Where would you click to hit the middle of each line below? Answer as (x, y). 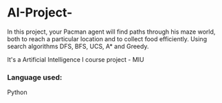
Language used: (35, 77)
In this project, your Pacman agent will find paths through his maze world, (111, 32)
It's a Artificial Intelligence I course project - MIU (76, 59)
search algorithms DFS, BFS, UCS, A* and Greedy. (78, 46)
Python (17, 92)
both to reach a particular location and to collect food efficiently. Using (107, 38)
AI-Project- (40, 13)
